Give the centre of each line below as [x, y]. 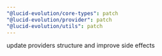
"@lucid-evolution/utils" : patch [55, 26]
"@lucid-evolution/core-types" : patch [62, 13]
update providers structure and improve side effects [81, 46]
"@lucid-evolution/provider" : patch [59, 20]
